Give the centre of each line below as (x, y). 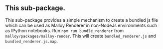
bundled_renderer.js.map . (32, 41)
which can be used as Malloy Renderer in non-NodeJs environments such (81, 25)
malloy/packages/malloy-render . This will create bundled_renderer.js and (81, 36)
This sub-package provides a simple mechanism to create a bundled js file (82, 20)
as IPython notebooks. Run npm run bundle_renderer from (65, 30)
